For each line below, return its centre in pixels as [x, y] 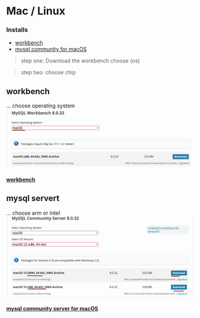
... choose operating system [41, 106]
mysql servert [33, 198]
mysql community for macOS [51, 49]
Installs [17, 30]
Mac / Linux [36, 11]
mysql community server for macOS [52, 309]
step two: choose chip [48, 73]
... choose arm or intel [33, 213]
